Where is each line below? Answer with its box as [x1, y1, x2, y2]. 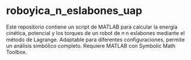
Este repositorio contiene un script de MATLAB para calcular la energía [6, 23, 178, 30]
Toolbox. [6, 48, 28, 55]
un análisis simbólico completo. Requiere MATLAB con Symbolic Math [6, 42, 176, 49]
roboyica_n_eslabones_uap [6, 4, 143, 17]
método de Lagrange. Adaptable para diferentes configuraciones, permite [6, 36, 185, 43]
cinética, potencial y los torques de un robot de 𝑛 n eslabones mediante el [6, 29, 185, 36]
